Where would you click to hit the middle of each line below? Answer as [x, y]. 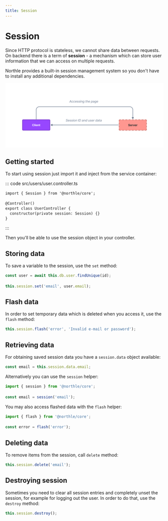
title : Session [21, 11]
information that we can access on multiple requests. [60, 61]
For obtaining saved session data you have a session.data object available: [83, 357]
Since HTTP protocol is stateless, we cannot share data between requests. [82, 50]
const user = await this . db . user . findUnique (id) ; [58, 275]
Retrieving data [30, 345]
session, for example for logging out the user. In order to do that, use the [80, 498]
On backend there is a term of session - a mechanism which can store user [83, 55]
